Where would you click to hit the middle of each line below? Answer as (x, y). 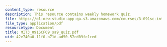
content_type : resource (30, 10)
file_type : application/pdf (34, 23)
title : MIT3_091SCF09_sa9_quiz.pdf (42, 32)
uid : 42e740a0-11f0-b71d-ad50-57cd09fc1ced (51, 37)
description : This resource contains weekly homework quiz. (69, 14)
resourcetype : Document (30, 28)
